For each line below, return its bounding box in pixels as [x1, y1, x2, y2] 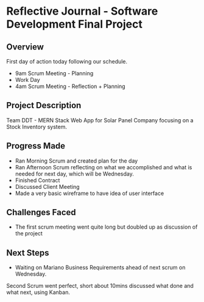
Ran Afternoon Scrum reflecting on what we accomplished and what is [15, 163, 192, 171]
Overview [6, 42, 44, 52]
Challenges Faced [6, 207, 76, 218]
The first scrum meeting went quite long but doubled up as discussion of [15, 223, 198, 230]
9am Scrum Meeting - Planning [15, 70, 94, 77]
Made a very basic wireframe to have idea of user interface [15, 190, 164, 197]
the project [15, 230, 43, 237]
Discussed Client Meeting [15, 183, 80, 190]
